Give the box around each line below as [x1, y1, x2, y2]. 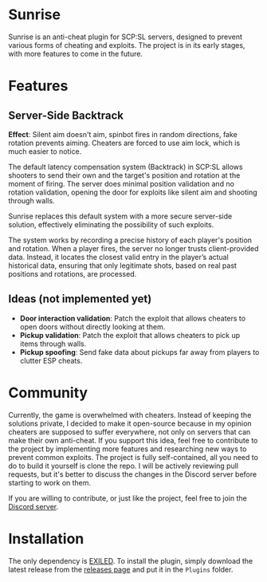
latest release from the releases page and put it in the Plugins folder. [8, 564, 234, 574]
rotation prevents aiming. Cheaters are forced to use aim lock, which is [8, 138, 241, 147]
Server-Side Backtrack [8, 108, 124, 122]
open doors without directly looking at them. [19, 321, 166, 332]
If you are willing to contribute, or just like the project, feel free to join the [8, 493, 247, 503]
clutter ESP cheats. [19, 356, 83, 365]
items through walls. [19, 339, 87, 348]
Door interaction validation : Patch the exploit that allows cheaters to [19, 313, 245, 323]
